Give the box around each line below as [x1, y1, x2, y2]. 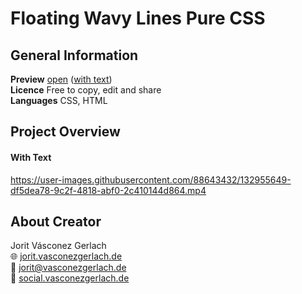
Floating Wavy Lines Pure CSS [10, 7, 266, 30]
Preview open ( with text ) [10, 73, 113, 85]
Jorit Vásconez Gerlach [10, 240, 107, 252]
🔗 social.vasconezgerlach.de [10, 272, 130, 284]
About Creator [10, 213, 102, 230]
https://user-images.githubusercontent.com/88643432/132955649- [10, 173, 292, 186]
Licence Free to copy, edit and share [10, 84, 162, 96]
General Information [10, 47, 139, 64]
